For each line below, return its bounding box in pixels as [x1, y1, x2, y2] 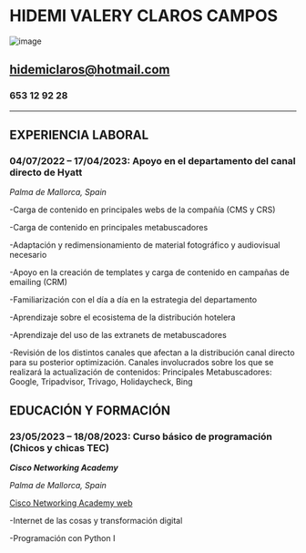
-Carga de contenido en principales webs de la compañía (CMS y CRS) [9, 204, 276, 215]
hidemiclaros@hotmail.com [9, 62, 170, 77]
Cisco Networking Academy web [9, 497, 133, 508]
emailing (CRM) [9, 277, 68, 288]
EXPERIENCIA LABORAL [9, 128, 149, 143]
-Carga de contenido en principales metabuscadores [9, 222, 209, 233]
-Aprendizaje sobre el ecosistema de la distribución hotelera [9, 312, 236, 323]
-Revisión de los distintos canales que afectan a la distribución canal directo [9, 347, 295, 358]
